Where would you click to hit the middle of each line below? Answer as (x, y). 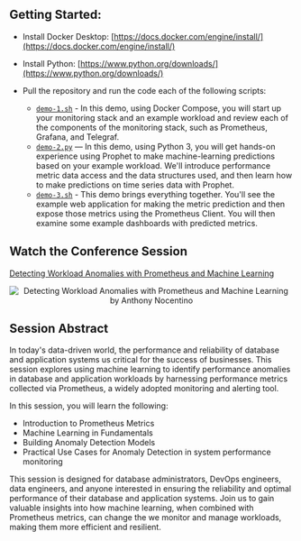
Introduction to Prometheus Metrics (88, 424)
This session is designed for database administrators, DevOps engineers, (145, 479)
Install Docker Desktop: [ (68, 36)
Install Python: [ (51, 63)
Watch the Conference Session (98, 252)
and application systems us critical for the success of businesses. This (141, 360)
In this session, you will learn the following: (89, 406)
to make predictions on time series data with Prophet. (135, 185)
